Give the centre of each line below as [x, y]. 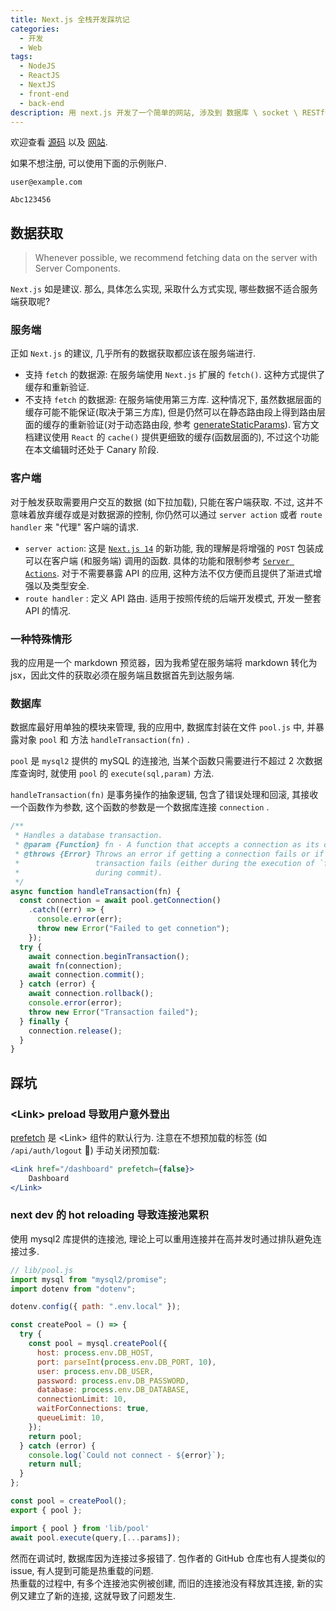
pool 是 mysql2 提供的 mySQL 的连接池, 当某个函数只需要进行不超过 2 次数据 [166, 761]
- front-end [44, 94]
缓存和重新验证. [57, 387]
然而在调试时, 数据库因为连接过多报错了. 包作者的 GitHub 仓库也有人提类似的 [168, 1558]
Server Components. [77, 268]
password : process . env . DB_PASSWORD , [113, 1381]
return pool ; [55, 1436]
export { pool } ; [46, 1510]
